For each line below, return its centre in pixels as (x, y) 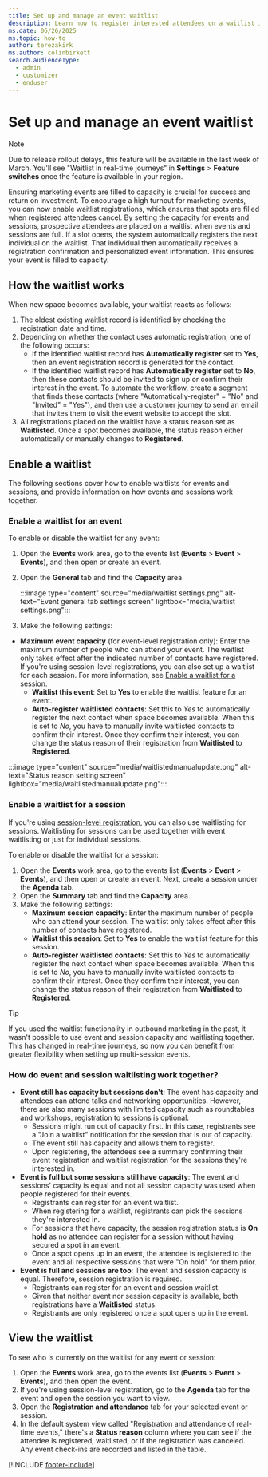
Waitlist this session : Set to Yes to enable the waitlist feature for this (145, 938)
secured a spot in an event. (77, 1244)
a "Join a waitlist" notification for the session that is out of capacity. (142, 1134)
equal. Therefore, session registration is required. (101, 1279)
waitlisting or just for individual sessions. (75, 839)
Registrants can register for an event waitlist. (105, 1202)
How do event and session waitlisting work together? (113, 1074)
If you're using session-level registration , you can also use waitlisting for (127, 822)
